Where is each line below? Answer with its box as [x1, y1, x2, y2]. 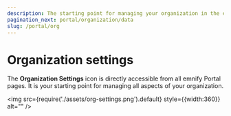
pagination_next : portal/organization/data [7, 16, 134, 23]
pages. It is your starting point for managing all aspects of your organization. [7, 82, 224, 90]
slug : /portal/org [7, 23, 60, 29]
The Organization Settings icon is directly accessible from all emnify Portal [7, 74, 221, 83]
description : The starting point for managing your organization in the [7, 10, 220, 17]
